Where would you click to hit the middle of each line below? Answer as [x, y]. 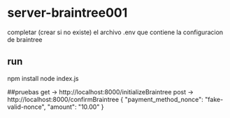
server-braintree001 [67, 13]
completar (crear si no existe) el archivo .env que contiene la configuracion [115, 32]
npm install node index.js [43, 78]
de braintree [25, 39]
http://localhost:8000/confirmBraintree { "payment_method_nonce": [106, 99]
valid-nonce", [27, 107]
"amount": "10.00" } [76, 107]
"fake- [214, 99]
